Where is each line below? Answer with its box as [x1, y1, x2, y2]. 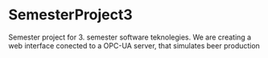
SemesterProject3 [8, 6, 133, 24]
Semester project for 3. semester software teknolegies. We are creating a [8, 32, 252, 42]
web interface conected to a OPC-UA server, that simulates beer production [8, 40, 260, 50]
